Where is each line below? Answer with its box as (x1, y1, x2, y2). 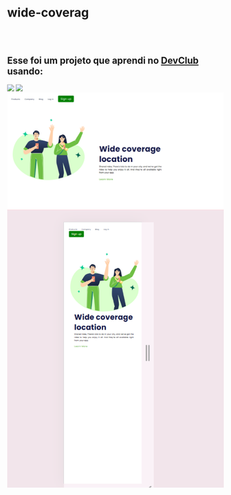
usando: (7, 65, 43, 77)
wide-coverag (7, 5, 89, 21)
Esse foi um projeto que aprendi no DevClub (7, 55, 199, 67)
